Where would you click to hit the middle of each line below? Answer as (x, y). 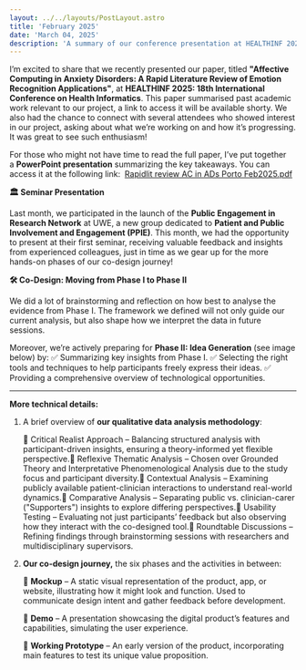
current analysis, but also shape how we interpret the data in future (135, 321)
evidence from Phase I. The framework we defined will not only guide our (147, 311)
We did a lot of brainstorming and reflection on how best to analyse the (143, 301)
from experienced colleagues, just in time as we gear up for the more (139, 253)
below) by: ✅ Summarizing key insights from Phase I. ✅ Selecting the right (149, 357)
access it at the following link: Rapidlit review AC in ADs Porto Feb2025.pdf (151, 174)
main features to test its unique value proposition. (116, 655)
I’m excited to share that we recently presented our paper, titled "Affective (149, 69)
